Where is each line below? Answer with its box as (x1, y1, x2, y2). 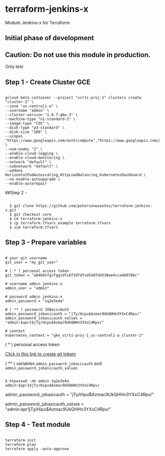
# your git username (5, 255, 48, 261)
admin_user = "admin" (5, 286, 50, 291)
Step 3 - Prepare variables (5, 238, 87, 246)
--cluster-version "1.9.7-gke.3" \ (5, 112, 78, 117)
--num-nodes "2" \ (5, 146, 43, 152)
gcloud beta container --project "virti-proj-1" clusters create (5, 95, 141, 100)
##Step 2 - (5, 189, 27, 195)
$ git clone (9, 203, 34, 208)
